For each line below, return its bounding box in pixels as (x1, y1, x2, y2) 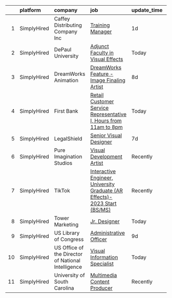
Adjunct (90, 43, 109, 50)
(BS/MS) (90, 206, 111, 213)
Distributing (54, 22, 82, 29)
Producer (90, 285, 113, 291)
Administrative (90, 229, 125, 236)
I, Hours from (90, 117, 122, 124)
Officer (90, 236, 107, 243)
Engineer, (90, 174, 114, 181)
